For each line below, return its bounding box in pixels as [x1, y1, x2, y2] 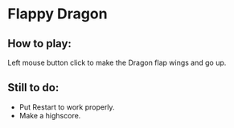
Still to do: [7, 81, 60, 94]
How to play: [7, 37, 72, 50]
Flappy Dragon [7, 5, 108, 23]
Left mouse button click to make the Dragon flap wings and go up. [7, 58, 227, 67]
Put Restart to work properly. [18, 102, 115, 112]
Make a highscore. [18, 110, 81, 120]
